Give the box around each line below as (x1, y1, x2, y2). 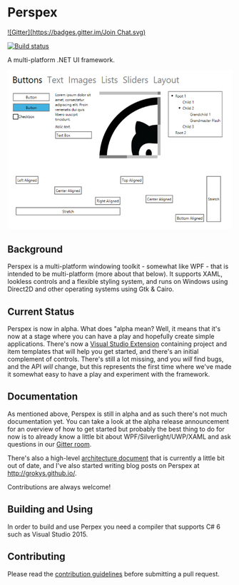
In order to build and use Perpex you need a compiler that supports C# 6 (7, 522, 221, 531)
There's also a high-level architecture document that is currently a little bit (7, 454, 225, 462)
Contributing (7, 551, 66, 563)
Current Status (7, 305, 75, 317)
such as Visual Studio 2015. (7, 529, 88, 539)
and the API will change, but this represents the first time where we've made (7, 362, 232, 371)
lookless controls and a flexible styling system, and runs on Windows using (7, 278, 228, 286)
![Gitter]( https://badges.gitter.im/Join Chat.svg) (7, 28, 146, 36)
